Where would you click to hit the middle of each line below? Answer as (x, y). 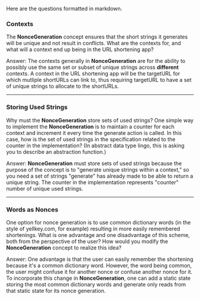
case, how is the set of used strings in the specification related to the (91, 139)
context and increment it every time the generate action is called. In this (94, 132)
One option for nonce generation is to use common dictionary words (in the (99, 222)
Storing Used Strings (37, 108)
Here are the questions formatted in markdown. (64, 9)
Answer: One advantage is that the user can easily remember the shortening (100, 259)
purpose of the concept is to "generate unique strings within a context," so (98, 169)
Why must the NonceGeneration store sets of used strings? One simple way (100, 120)
